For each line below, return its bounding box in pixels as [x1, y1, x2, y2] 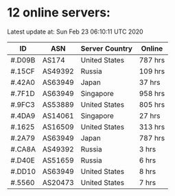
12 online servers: [7, 5, 111, 21]
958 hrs [139, 88, 165, 98]
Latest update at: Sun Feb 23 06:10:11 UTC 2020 [7, 27, 143, 36]
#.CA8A [10, 144, 36, 154]
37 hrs [139, 77, 161, 87]
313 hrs [139, 122, 165, 132]
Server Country [80, 43, 132, 53]
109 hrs [139, 66, 165, 76]
